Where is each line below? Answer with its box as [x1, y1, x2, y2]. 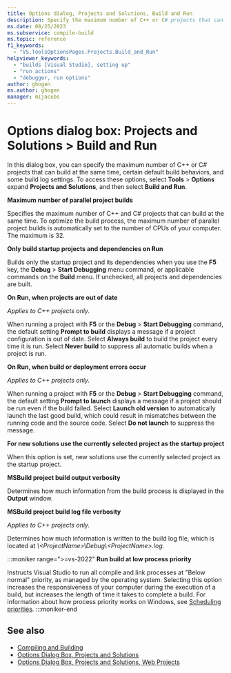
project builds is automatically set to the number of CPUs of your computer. [7, 223, 222, 232]
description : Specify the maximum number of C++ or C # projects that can [7, 17, 224, 23]
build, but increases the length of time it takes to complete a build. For [7, 590, 206, 599]
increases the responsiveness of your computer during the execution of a [7, 583, 216, 591]
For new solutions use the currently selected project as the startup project [7, 439, 225, 448]
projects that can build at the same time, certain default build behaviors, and [7, 168, 224, 176]
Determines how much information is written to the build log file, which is [7, 534, 215, 542]
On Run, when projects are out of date [7, 293, 118, 301]
